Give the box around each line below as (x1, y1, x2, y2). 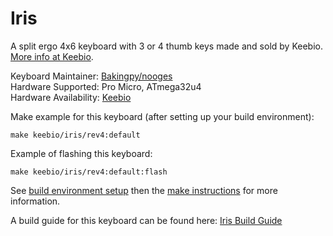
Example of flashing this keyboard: (10, 147, 153, 159)
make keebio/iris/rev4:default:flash (10, 167, 168, 177)
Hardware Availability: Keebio (10, 91, 132, 103)
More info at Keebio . (10, 50, 94, 62)
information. (10, 195, 61, 207)
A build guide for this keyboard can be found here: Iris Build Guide (10, 214, 283, 226)
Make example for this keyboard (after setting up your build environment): (10, 110, 315, 122)
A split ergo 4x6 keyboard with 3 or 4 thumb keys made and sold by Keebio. (10, 40, 323, 52)
